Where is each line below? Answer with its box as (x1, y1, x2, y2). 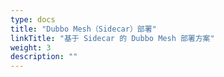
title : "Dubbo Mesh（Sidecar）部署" (10, 24, 157, 34)
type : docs (10, 14, 56, 25)
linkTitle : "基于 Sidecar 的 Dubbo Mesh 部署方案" (10, 33, 215, 43)
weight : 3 (10, 42, 52, 53)
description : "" (10, 52, 78, 62)
